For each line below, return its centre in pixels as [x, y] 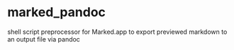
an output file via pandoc [44, 39]
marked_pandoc [57, 12]
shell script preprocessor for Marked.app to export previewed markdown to [117, 32]
